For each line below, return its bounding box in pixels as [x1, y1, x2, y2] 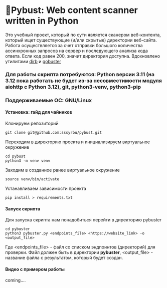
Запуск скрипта [5, 205, 41, 212]
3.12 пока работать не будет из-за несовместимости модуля [5, 77, 162, 84]
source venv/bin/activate [5, 176, 59, 182]
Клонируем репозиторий [5, 120, 59, 126]
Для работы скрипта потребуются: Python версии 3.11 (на [5, 71, 154, 78]
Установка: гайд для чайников [5, 109, 72, 115]
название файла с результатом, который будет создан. [5, 255, 123, 261]
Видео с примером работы [5, 266, 65, 272]
